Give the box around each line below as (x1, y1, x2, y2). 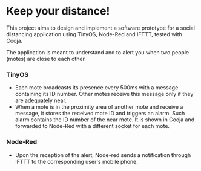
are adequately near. (15, 97, 67, 104)
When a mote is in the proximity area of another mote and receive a (15, 103, 183, 111)
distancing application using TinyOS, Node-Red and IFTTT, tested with (6, 30, 183, 37)
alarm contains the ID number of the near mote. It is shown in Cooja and (15, 116, 195, 123)
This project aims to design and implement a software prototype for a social (6, 24, 196, 31)
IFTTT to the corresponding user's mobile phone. (15, 158, 138, 165)
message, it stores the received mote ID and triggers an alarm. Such (15, 110, 185, 117)
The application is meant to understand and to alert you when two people (6, 48, 189, 56)
